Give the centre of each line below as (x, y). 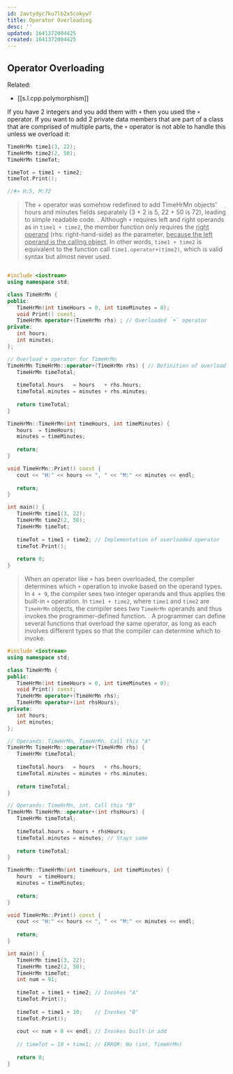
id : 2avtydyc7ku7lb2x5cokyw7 (50, 14)
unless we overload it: (39, 134)
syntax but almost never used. (68, 257)
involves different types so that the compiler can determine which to (122, 631)
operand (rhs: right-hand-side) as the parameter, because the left (118, 234)
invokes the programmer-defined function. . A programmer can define (125, 616)
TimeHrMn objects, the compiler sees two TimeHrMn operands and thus (123, 609)
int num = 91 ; (37, 980)
